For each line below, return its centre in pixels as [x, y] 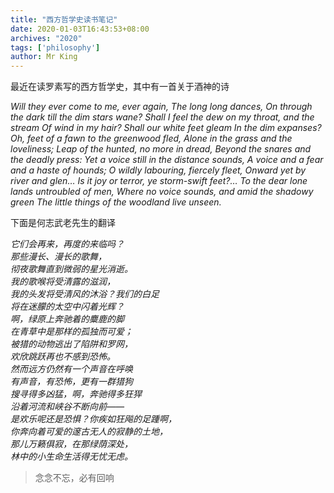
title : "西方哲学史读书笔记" [64, 19]
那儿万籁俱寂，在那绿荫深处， [71, 444]
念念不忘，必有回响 [74, 478]
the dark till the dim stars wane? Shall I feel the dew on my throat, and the [162, 117]
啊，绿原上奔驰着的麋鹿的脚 [67, 319]
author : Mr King [44, 57]
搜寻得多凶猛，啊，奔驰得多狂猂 [76, 394]
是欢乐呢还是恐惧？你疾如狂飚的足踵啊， [93, 419]
